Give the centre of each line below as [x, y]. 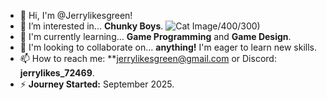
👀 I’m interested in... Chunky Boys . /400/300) [140, 26]
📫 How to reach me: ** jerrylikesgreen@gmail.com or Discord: [148, 58]
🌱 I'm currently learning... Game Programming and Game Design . [155, 36]
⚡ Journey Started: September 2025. [97, 84]
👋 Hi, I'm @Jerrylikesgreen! [76, 15]
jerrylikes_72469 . [57, 73]
